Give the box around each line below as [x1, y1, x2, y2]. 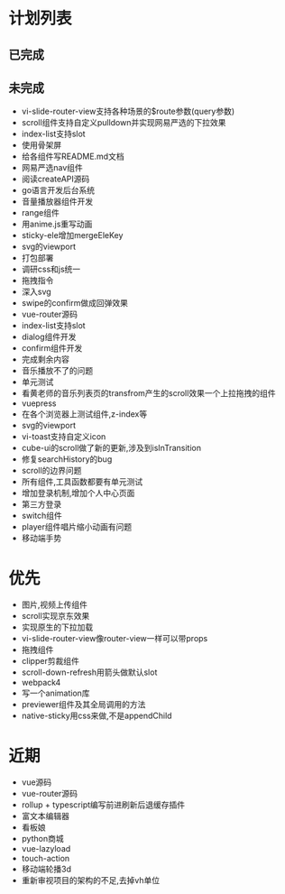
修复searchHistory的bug [21, 454, 113, 465]
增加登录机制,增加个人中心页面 [21, 488, 135, 499]
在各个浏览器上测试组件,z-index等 [21, 409, 148, 419]
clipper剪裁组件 [21, 656, 80, 667]
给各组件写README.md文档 [21, 151, 124, 162]
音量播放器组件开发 [21, 196, 94, 207]
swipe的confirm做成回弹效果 [21, 298, 128, 309]
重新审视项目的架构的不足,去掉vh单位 [21, 875, 161, 886]
